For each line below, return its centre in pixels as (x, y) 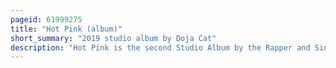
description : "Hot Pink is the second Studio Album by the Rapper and (160, 47)
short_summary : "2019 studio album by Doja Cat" (113, 38)
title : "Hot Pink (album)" (66, 29)
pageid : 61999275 (46, 19)
